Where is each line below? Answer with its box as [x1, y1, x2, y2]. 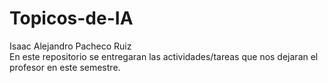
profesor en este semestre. [9, 61, 121, 73]
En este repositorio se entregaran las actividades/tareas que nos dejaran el [9, 50, 319, 62]
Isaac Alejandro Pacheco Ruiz [9, 40, 132, 52]
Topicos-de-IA [9, 7, 134, 30]
